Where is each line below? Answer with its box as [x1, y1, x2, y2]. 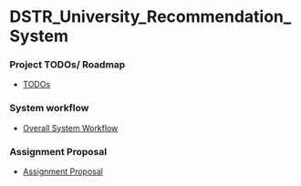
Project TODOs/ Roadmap [9, 58, 126, 71]
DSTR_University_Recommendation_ [9, 6, 292, 27]
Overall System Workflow [22, 122, 119, 133]
